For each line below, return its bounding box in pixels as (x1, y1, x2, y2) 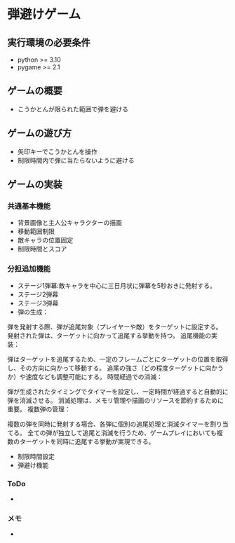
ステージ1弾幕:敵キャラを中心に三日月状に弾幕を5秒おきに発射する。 (17, 281, 216, 289)
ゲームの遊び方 (7, 128, 72, 139)
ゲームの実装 (7, 179, 63, 191)
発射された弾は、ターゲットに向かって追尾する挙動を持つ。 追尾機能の (7, 331, 212, 340)
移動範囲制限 (17, 227, 55, 235)
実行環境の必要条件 (7, 36, 90, 48)
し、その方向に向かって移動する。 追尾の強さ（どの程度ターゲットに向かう (7, 364, 224, 372)
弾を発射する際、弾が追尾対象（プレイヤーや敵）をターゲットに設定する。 (7, 322, 222, 331)
